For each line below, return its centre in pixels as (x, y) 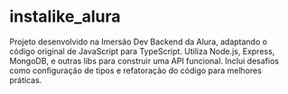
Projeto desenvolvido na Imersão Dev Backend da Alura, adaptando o (139, 42)
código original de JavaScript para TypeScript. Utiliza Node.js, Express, (142, 51)
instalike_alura (65, 17)
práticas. (26, 80)
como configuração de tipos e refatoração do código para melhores (135, 70)
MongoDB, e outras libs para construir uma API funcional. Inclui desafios (144, 61)
